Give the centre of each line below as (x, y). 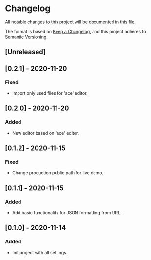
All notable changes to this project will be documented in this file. (71, 22)
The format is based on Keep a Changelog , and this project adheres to (75, 31)
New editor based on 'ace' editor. (46, 133)
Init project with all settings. (40, 252)
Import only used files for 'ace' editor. (50, 93)
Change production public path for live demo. (58, 173)
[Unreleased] (26, 52)
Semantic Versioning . (26, 37)
